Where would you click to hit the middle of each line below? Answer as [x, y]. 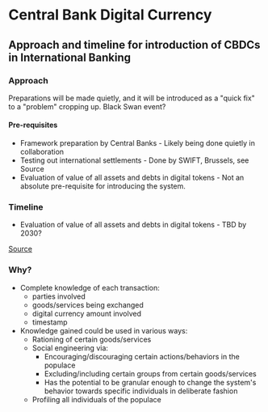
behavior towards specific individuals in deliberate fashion [141, 391]
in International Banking [70, 57]
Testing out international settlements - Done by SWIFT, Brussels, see [134, 160]
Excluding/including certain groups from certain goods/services [150, 373]
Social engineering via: [70, 348]
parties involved [59, 296]
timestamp [50, 322]
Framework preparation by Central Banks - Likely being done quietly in [138, 143]
